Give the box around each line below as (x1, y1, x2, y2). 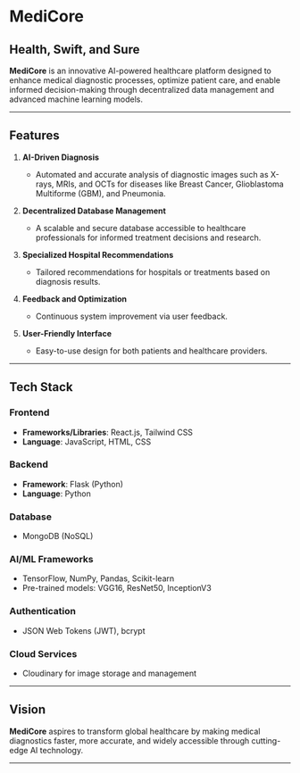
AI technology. (29, 744, 83, 755)
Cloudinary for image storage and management (21, 668, 197, 678)
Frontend (9, 406, 50, 419)
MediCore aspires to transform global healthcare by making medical (9, 726, 261, 736)
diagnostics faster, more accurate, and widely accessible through (9, 735, 250, 746)
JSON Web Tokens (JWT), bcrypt (21, 625, 146, 636)
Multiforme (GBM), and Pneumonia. (35, 187, 167, 198)
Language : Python (21, 488, 91, 499)
